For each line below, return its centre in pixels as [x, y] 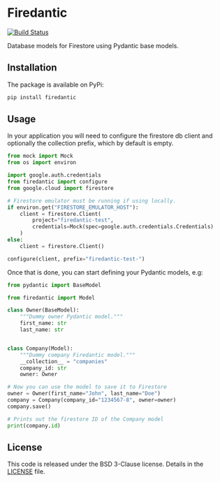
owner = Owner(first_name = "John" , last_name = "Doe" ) [84, 394]
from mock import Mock [40, 156]
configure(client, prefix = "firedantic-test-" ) [76, 259]
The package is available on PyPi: [56, 85]
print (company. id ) [34, 425]
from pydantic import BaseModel [54, 285]
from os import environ [42, 163]
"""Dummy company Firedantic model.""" [78, 355]
